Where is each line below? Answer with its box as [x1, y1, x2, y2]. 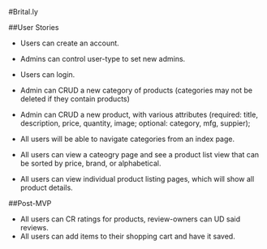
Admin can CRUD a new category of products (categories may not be [19, 85, 253, 95]
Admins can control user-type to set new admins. [19, 54, 186, 63]
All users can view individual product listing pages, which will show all [19, 174, 255, 183]
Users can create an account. [19, 38, 119, 48]
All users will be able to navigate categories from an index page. [19, 134, 235, 144]
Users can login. [19, 70, 75, 79]
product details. [19, 182, 73, 192]
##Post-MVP [8, 199, 52, 208]
